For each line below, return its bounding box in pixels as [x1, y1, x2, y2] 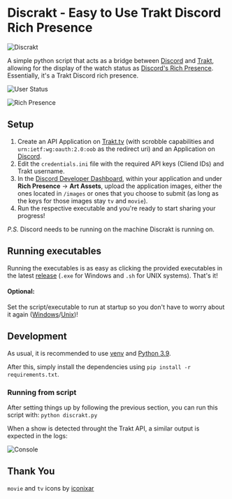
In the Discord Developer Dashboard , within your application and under [17, 174, 222, 182]
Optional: [7, 287, 35, 296]
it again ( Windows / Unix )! [7, 310, 78, 319]
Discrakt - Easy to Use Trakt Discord [7, 5, 222, 21]
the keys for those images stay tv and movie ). [17, 196, 148, 205]
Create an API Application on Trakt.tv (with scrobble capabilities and [17, 137, 215, 145]
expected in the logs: [7, 431, 68, 440]
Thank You [7, 465, 55, 477]
